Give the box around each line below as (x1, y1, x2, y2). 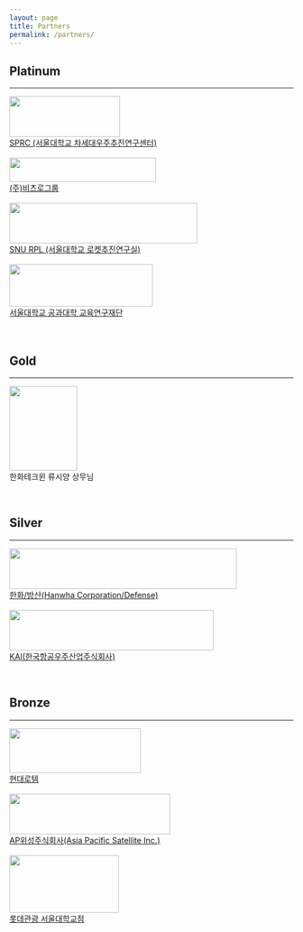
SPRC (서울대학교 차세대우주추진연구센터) (9, 137, 158, 149)
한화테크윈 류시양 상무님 (9, 471, 95, 482)
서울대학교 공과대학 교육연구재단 (9, 308, 124, 318)
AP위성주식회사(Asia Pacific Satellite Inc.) (9, 835, 161, 845)
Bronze (9, 696, 51, 711)
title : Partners (9, 22, 70, 31)
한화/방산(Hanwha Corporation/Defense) (9, 589, 159, 600)
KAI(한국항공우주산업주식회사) (9, 651, 115, 661)
